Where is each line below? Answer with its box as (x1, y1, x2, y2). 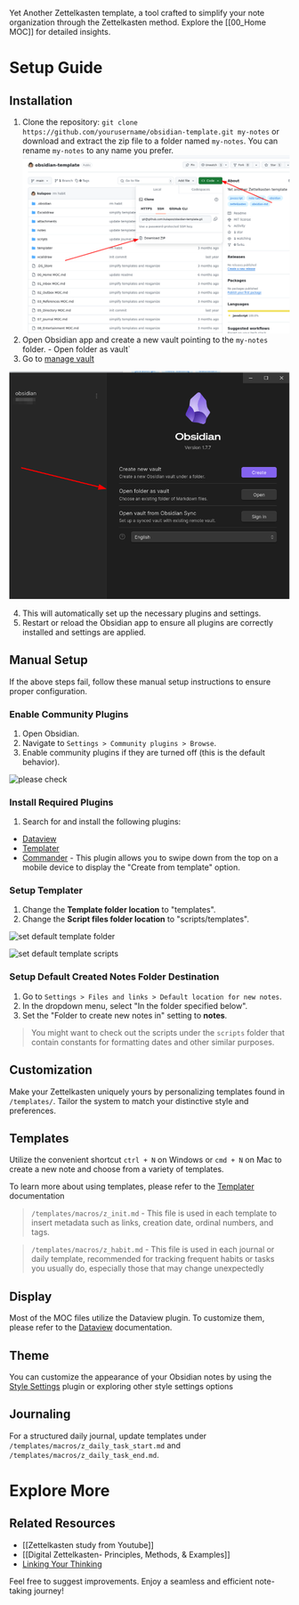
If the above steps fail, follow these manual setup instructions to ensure (9, 676, 271, 687)
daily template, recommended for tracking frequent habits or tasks (30, 1254, 275, 1265)
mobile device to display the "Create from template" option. (21, 862, 240, 872)
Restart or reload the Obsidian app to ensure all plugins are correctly (21, 617, 274, 627)
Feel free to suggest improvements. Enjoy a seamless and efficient (9, 1576, 254, 1586)
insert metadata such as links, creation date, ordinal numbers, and (30, 1217, 274, 1228)
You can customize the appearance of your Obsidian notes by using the (9, 1372, 272, 1382)
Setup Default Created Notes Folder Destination (9, 970, 220, 983)
